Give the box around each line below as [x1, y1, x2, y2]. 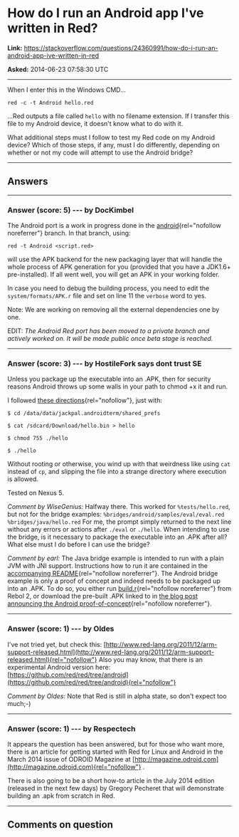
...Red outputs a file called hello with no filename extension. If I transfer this [7, 112, 230, 120]
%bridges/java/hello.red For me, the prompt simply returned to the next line [7, 517, 232, 526]
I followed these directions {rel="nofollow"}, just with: [7, 396, 162, 405]
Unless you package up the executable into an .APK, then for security [7, 375, 211, 384]
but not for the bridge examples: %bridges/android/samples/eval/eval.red [7, 510, 225, 519]
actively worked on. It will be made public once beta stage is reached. [7, 335, 213, 343]
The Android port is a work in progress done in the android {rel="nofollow [7, 221, 222, 230]
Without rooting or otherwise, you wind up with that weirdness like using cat [7, 460, 231, 468]
